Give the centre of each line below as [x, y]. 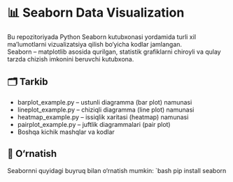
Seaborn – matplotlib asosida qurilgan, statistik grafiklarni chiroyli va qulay [114, 52]
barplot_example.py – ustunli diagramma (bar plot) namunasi [105, 102]
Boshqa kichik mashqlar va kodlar [66, 132]
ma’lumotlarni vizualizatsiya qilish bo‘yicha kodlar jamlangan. [95, 44]
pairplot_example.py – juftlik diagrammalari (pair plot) [94, 124]
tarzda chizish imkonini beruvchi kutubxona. [71, 59]
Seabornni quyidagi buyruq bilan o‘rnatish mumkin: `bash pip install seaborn [117, 170]
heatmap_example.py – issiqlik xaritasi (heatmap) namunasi [103, 117]
